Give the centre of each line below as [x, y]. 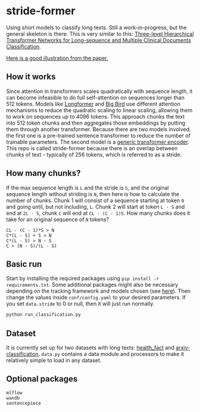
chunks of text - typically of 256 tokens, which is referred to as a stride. [94, 154]
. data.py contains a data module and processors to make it [111, 354]
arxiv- [183, 348]
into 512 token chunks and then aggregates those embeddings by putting [96, 123]
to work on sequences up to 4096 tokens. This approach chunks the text [96, 116]
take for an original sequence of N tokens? [57, 219]
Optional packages [42, 379]
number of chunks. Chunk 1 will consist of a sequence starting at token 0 [95, 200]
